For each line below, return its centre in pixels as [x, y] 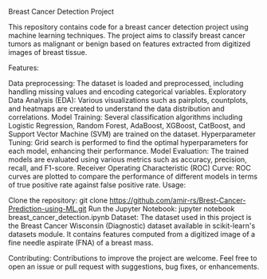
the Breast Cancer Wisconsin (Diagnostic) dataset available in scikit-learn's [132, 226]
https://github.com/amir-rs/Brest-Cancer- [178, 200]
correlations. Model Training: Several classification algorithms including [126, 117]
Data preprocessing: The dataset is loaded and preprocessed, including [126, 83]
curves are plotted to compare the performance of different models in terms [133, 176]
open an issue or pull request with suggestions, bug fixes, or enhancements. [134, 267]
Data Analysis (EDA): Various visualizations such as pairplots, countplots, [128, 100]
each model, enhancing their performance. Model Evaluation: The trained [129, 151]
